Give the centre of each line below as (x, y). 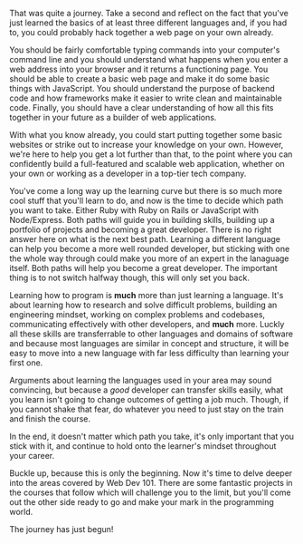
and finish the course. (50, 419)
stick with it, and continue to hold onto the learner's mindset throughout (143, 446)
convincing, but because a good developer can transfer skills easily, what (146, 390)
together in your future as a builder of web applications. (113, 117)
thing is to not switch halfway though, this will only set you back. (130, 277)
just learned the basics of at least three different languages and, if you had (148, 23)
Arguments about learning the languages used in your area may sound (141, 380)
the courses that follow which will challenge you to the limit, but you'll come (150, 492)
